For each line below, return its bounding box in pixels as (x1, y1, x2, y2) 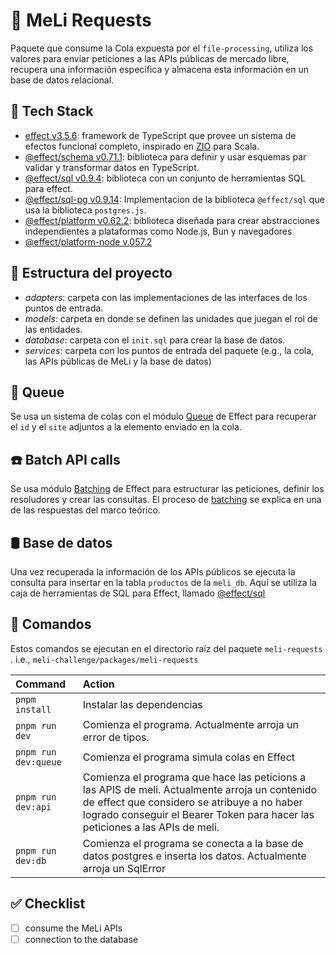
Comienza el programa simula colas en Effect (82, 750, 296, 764)
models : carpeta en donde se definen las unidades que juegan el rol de (24, 312, 318, 324)
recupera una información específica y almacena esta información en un (10, 63, 310, 75)
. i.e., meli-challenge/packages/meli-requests (10, 653, 199, 665)
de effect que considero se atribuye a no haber (82, 795, 303, 809)
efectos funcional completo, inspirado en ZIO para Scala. (24, 140, 260, 152)
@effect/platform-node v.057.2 (24, 235, 153, 248)
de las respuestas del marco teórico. (10, 504, 161, 516)
